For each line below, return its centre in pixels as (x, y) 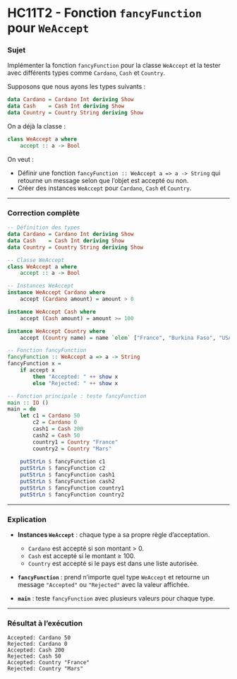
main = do (22, 409)
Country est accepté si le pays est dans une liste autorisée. (113, 563)
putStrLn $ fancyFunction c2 (63, 468)
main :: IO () (28, 403)
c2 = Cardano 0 (55, 423)
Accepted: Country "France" (49, 663)
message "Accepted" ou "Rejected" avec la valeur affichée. (103, 584)
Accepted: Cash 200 (36, 650)
